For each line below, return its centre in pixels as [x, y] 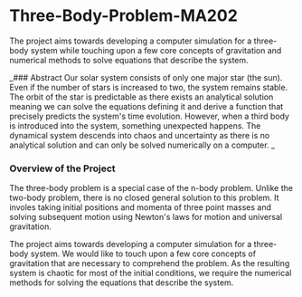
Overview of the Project [62, 168]
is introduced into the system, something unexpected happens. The [135, 125]
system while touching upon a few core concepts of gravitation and [156, 50]
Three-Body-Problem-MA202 [123, 16]
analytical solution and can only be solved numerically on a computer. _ [142, 145]
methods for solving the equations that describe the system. [122, 283]
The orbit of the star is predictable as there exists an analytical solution [142, 97]
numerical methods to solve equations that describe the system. [129, 60]
